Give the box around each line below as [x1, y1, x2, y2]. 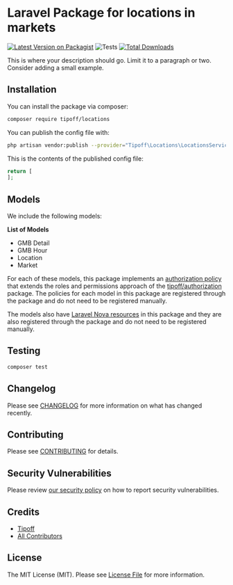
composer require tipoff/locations [7, 115, 110, 122]
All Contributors [17, 532, 62, 540]
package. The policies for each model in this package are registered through [7, 289, 226, 298]
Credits [7, 506, 40, 518]
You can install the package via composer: [7, 102, 128, 111]
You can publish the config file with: [7, 128, 110, 136]
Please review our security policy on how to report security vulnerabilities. [7, 486, 219, 495]
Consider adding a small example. [7, 63, 104, 72]
